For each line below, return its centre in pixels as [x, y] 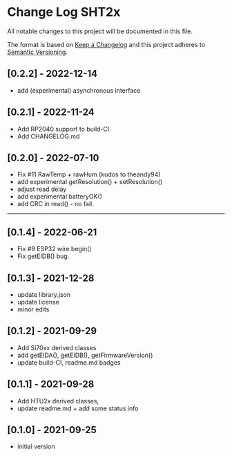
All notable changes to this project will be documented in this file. [100, 31]
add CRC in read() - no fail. [56, 204]
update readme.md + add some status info [78, 408]
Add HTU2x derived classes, [58, 401]
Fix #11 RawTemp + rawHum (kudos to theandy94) [89, 174]
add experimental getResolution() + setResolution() [90, 182]
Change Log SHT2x [64, 12]
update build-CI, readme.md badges [69, 362]
